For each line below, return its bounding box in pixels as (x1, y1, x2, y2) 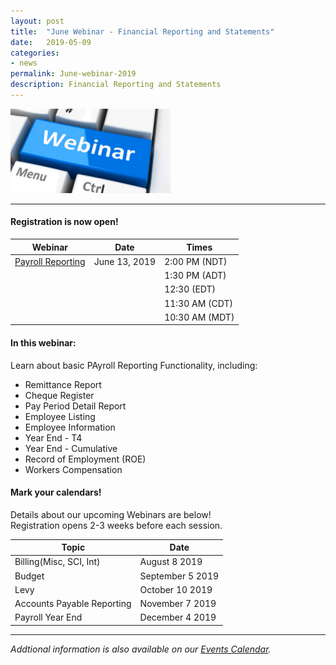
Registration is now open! (10, 216, 119, 228)
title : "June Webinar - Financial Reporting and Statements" (10, 26, 275, 37)
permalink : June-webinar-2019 (10, 69, 137, 79)
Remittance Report (24, 378, 102, 390)
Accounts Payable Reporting (14, 598, 132, 610)
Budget (14, 570, 45, 582)
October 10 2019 (139, 583, 213, 595)
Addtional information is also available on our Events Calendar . (10, 643, 272, 655)
